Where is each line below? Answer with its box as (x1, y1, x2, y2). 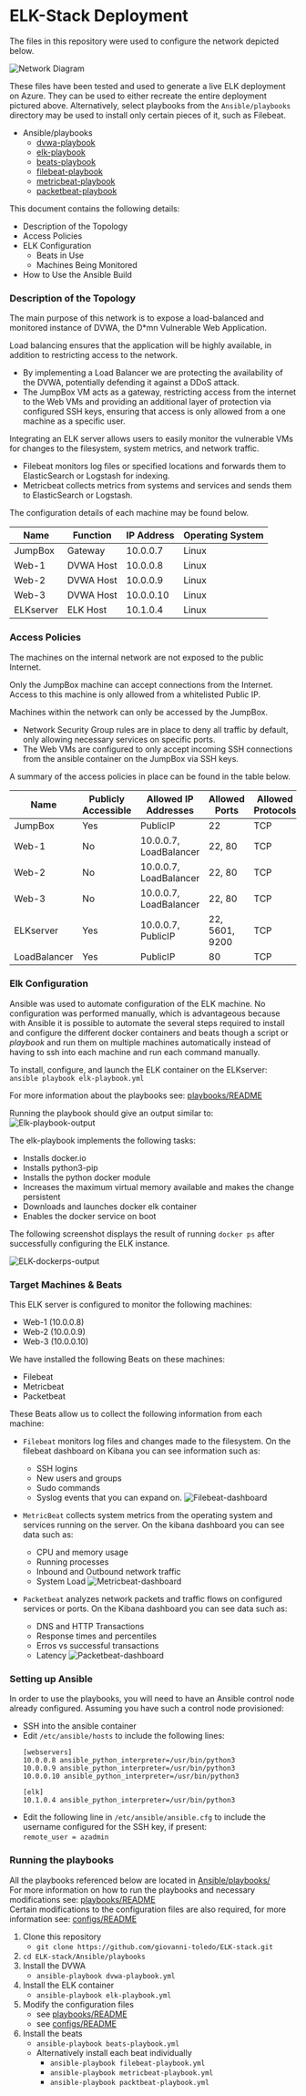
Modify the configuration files (22, 1998, 135, 2009)
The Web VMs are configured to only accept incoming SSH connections (22, 744, 293, 755)
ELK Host (66, 603, 107, 616)
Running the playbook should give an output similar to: (9, 1107, 214, 1118)
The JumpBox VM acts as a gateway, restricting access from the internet (22, 386, 297, 397)
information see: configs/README (9, 1913, 138, 1924)
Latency (36, 1650, 66, 1661)
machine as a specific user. (22, 416, 126, 426)
